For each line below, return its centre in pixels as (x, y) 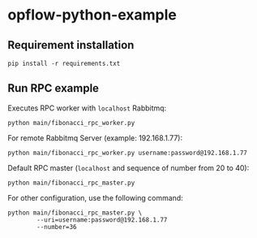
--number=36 (57, 227)
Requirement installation (71, 45)
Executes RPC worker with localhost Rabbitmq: (87, 108)
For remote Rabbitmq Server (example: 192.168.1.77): (95, 138)
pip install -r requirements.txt (64, 63)
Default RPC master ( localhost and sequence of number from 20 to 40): (128, 167)
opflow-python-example (92, 15)
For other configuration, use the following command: (95, 197)
